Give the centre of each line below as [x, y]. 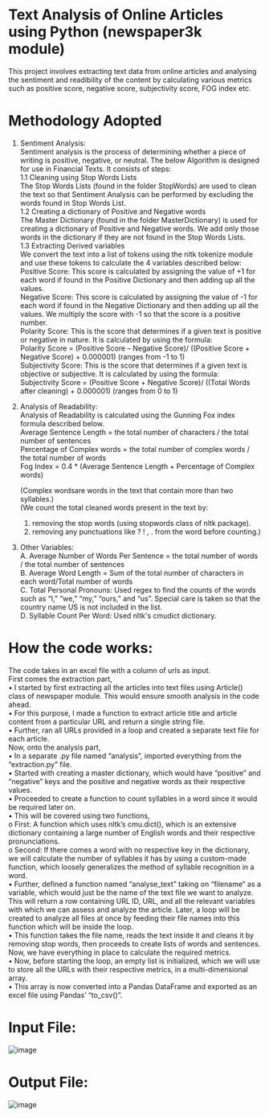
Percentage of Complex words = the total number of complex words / [135, 449]
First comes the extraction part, [60, 679]
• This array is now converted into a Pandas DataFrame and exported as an [133, 986]
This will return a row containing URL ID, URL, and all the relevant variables [132, 901]
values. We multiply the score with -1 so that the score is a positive [130, 314]
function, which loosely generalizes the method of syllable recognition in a [131, 867]
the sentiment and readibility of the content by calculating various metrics [130, 80]
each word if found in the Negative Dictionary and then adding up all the [139, 305]
